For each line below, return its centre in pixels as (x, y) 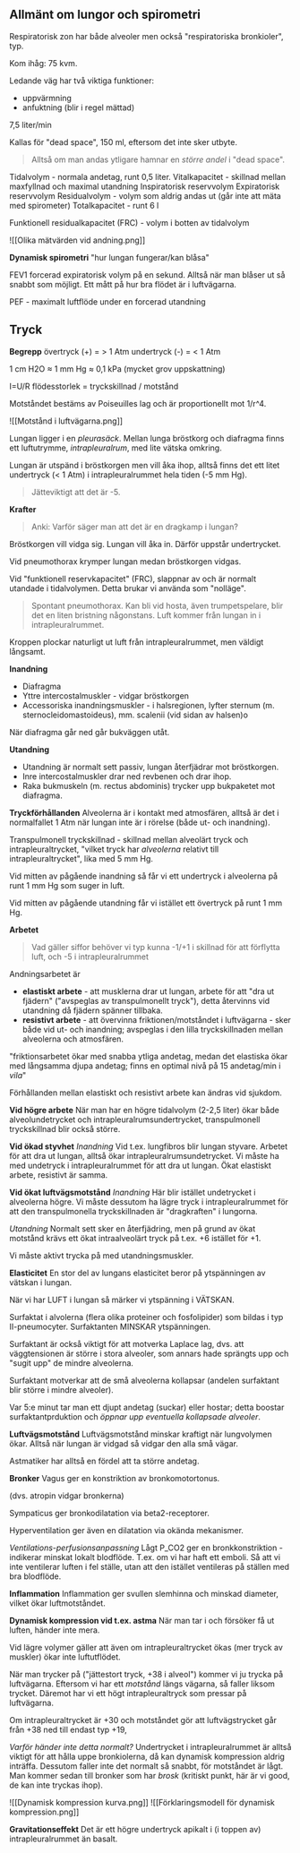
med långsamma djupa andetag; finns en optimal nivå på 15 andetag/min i (145, 1066)
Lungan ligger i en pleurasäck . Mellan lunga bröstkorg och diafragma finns (147, 438)
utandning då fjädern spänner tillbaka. (92, 1010)
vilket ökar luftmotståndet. (57, 1603)
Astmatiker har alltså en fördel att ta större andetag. (104, 1461)
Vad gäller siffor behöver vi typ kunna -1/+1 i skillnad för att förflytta (155, 947)
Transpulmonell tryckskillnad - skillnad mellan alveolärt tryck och (129, 839)
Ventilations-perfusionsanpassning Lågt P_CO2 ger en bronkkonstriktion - (146, 1548)
